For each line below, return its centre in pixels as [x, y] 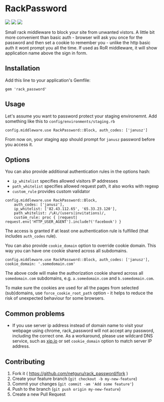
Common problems [35, 314]
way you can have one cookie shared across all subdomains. [66, 251]
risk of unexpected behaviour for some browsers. [55, 298]
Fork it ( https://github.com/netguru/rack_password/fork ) [70, 373]
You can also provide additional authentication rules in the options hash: [78, 171]
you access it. [19, 144]
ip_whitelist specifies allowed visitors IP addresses [65, 181]
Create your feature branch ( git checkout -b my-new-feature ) [75, 378]
